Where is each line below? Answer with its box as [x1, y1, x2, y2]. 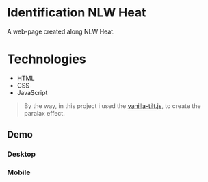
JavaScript [16, 88, 48, 96]
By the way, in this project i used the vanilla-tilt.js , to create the [23, 101, 201, 110]
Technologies [7, 51, 87, 67]
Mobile [7, 168, 31, 177]
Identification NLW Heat [7, 5, 146, 21]
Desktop [7, 149, 36, 159]
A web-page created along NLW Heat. [7, 27, 115, 36]
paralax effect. [23, 109, 65, 117]
